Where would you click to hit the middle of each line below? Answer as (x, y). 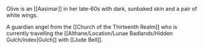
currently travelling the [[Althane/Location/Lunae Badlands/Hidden (90, 33)
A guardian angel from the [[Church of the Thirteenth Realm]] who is (92, 27)
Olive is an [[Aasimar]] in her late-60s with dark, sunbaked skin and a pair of (102, 9)
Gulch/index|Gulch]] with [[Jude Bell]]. (55, 40)
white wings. (22, 15)
